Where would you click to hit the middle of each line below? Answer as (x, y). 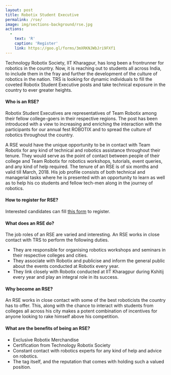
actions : (15, 29)
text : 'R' (25, 39)
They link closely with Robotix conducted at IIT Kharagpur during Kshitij (88, 272)
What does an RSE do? (30, 223)
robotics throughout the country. (40, 135)
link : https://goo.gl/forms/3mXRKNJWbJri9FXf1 (65, 48)
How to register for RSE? (32, 200)
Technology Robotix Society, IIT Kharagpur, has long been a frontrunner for (85, 62)
